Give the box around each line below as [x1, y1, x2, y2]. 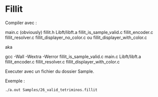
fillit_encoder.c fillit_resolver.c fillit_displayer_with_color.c [5, 59, 120, 65]
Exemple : [5, 78, 26, 84]
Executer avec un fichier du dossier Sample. [5, 68, 95, 74]
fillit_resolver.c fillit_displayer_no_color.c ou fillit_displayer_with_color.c [5, 34, 147, 40]
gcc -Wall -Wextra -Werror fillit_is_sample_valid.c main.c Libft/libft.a [5, 53, 141, 60]
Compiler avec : [5, 20, 37, 26]
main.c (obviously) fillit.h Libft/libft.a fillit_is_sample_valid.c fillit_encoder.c [5, 29, 154, 35]
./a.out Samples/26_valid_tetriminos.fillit [5, 87, 98, 92]
